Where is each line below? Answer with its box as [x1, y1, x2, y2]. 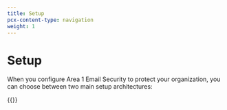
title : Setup [7, 10, 45, 17]
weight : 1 [7, 23, 36, 30]
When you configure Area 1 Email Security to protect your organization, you [7, 75, 221, 83]
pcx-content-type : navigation [7, 16, 94, 23]
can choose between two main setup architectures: [7, 82, 153, 91]
